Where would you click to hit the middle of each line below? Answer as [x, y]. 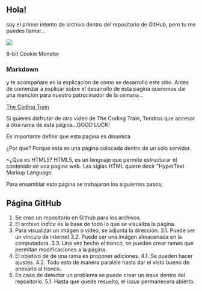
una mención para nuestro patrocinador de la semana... [75, 95]
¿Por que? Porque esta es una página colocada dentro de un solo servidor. [99, 148]
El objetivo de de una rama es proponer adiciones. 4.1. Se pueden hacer [104, 256]
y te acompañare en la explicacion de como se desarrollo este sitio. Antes [98, 82]
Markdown [22, 69]
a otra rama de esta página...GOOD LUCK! [58, 125]
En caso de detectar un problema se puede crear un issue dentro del [100, 275]
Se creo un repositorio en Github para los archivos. [78, 217]
